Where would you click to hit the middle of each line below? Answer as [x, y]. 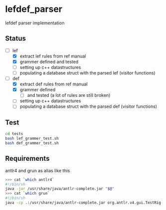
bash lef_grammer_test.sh [32, 139]
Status [16, 38]
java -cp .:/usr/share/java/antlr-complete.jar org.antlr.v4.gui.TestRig [83, 203]
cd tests [14, 134]
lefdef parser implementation [35, 23]
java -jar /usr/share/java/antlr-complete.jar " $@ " [60, 189]
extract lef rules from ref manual [53, 56]
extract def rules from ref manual [54, 84]
